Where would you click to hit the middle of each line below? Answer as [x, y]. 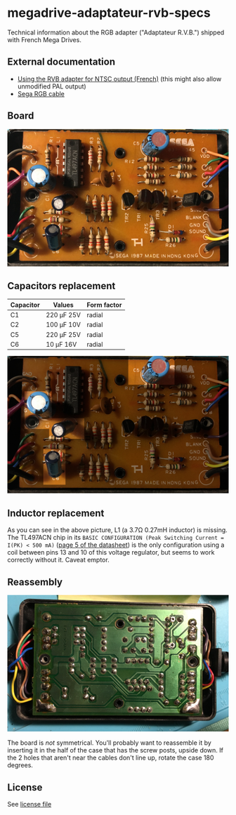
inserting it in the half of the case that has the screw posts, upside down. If [115, 750]
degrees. [20, 765]
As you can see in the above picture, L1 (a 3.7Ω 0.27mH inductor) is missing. [118, 530]
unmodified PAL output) [52, 86]
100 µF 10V [63, 325]
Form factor [104, 305]
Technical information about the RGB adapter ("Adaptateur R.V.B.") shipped [116, 32]
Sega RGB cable [41, 93]
